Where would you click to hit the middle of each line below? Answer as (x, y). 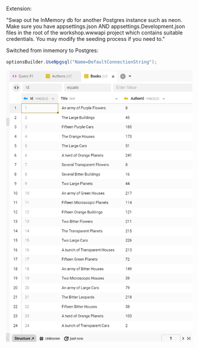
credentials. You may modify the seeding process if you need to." (86, 39)
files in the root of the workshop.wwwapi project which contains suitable (95, 33)
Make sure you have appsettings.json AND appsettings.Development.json (95, 26)
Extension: (19, 9)
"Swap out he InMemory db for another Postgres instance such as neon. (94, 20)
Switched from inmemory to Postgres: (52, 50)
